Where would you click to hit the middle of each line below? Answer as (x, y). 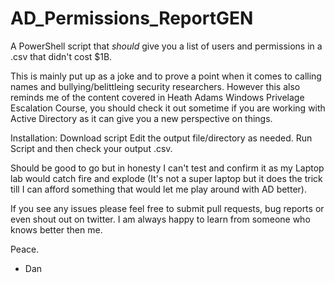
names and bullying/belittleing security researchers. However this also (155, 86)
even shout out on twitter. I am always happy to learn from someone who (160, 219)
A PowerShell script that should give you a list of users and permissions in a (166, 46)
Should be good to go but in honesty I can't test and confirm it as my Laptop (167, 168)
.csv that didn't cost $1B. (61, 56)
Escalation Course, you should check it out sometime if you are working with (168, 108)
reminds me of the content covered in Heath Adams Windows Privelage (157, 97)
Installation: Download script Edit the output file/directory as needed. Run (161, 138)
